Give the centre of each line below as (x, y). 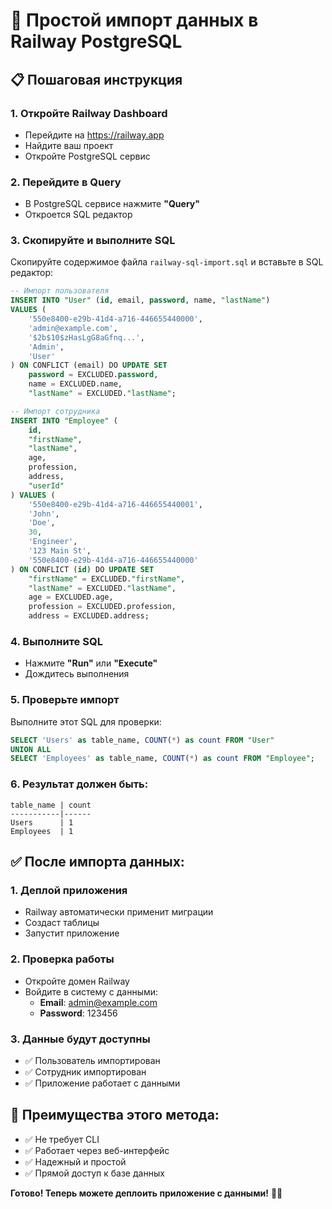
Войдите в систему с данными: (91, 991)
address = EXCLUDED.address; (89, 616)
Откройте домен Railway (77, 981)
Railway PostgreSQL (96, 41)
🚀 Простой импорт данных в (134, 20)
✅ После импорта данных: (97, 862)
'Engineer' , (53, 542)
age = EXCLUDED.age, (71, 597)
